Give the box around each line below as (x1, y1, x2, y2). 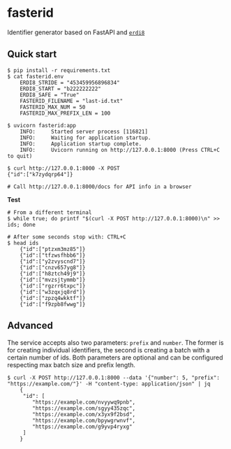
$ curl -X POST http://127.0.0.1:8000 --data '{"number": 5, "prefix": (7, 374, 220, 381)
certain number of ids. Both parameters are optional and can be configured (7, 353, 223, 362)
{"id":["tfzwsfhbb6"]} (20, 252, 86, 259)
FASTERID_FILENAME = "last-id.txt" (20, 97, 124, 104)
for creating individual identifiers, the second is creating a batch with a (7, 345, 210, 354)
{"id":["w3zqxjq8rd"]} (20, 288, 86, 295)
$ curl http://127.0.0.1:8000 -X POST (7, 164, 120, 172)
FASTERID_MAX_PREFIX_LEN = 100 (20, 110, 111, 117)
